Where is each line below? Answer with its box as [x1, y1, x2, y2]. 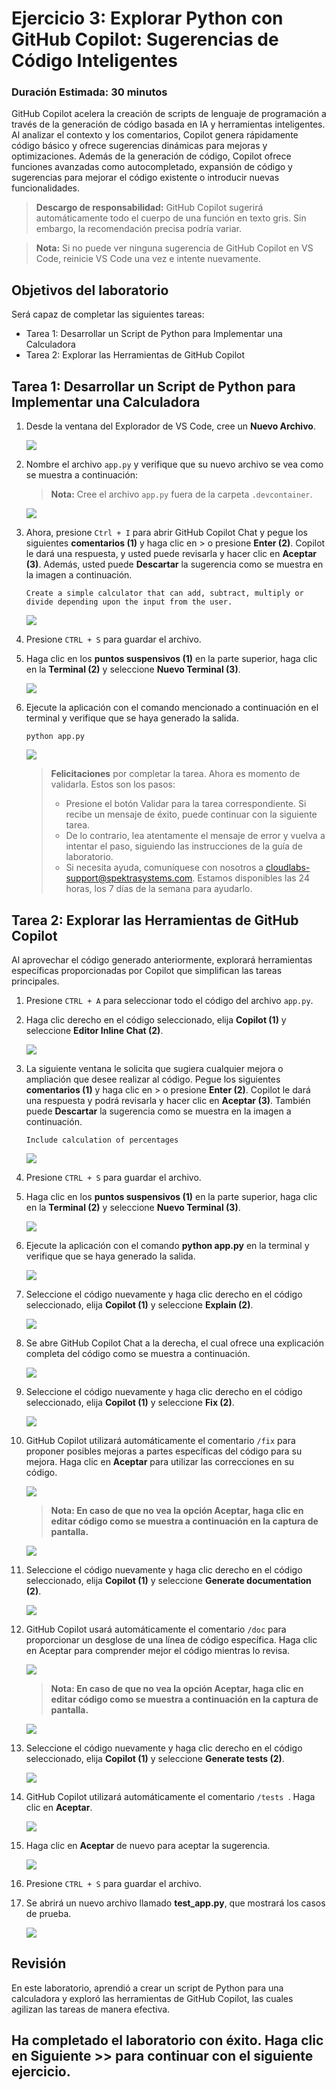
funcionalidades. [11, 182, 81, 194]
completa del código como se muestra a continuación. [25, 1347, 251, 1359]
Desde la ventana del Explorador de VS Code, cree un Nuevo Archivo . [25, 420, 316, 432]
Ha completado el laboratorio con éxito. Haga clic [11, 2032, 324, 2049]
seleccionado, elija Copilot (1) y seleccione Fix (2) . [25, 1396, 235, 1408]
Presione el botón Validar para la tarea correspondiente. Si [65, 798, 307, 810]
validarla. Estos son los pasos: [50, 778, 176, 791]
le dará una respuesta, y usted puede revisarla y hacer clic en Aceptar [25, 548, 317, 560]
